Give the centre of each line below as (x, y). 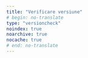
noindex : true (24, 29)
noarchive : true (27, 34)
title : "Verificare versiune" (45, 12)
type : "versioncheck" (34, 23)
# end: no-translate (32, 46)
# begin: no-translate (35, 18)
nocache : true (24, 40)
